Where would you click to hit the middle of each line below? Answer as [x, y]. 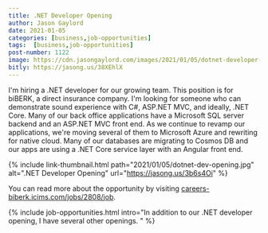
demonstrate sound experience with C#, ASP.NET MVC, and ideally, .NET [129, 107]
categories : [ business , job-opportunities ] [80, 38]
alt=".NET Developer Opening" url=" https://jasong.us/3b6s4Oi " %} [118, 173]
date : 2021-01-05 [37, 30]
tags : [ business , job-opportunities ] [71, 45]
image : [19, 60]
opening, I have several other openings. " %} [82, 220]
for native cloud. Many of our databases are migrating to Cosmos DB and [128, 141]
